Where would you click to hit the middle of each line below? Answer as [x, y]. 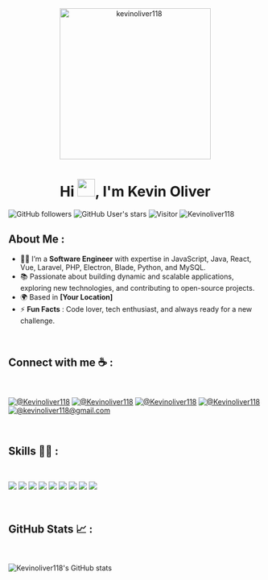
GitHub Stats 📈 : [51, 529]
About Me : [37, 240]
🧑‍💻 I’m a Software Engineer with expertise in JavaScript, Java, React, [136, 259]
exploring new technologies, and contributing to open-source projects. [137, 288]
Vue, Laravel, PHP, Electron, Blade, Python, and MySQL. [113, 267]
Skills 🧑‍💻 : [33, 451]
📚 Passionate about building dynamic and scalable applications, [127, 276]
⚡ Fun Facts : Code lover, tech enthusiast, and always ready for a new [136, 309]
